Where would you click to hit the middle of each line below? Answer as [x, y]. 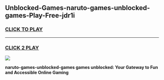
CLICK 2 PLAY [22, 48]
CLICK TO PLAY [24, 30]
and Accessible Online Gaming [37, 72]
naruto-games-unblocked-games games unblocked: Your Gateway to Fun [82, 67]
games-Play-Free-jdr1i [40, 16]
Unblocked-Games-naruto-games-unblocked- [78, 8]
